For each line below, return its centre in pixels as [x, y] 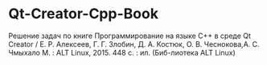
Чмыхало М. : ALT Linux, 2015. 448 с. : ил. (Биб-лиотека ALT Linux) [122, 52]
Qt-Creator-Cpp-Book [84, 14]
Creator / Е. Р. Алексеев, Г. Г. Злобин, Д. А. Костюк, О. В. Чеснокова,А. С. [134, 44]
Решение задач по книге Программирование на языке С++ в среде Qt [130, 36]
